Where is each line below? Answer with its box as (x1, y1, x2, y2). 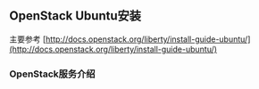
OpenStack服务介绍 (9, 68, 96, 80)
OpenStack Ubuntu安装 (9, 8, 141, 24)
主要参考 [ (9, 34, 46, 44)
